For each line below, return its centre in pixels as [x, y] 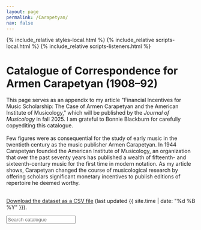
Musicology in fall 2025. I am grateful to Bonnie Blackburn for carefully [94, 119]
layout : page [22, 12]
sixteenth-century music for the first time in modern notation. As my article [99, 164]
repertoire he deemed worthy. [43, 183]
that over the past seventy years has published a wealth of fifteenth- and [96, 157]
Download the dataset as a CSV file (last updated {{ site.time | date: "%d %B [101, 201]
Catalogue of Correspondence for [92, 71]
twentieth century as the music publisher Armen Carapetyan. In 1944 [91, 145]
